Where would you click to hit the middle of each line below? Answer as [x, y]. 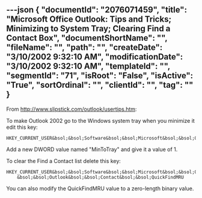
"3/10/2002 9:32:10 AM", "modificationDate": [95, 57]
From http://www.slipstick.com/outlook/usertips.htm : [72, 109]
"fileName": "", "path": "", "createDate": [84, 48]
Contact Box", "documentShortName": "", [87, 38]
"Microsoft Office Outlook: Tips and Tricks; [89, 20]
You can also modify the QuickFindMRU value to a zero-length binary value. [100, 188]
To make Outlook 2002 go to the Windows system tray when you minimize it [101, 120]
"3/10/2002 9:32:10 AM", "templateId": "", [88, 67]
